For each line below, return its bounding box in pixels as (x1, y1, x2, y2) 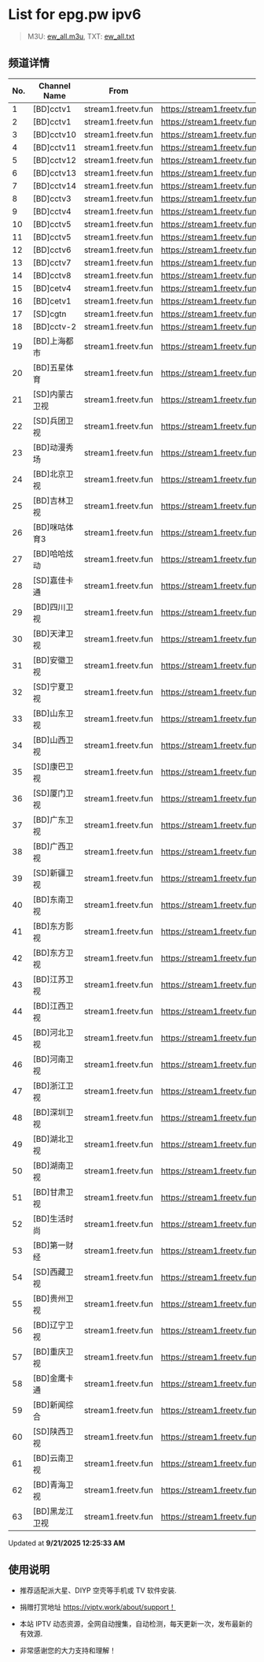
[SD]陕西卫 (32, 1426, 74, 1437)
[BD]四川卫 (32, 601, 74, 612)
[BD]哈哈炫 (32, 548, 74, 559)
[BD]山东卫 (32, 708, 74, 719)
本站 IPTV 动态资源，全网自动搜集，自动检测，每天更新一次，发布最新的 (19, 1619, 253, 1628)
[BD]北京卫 (32, 468, 74, 479)
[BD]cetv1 (32, 296, 72, 307)
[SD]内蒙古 (32, 389, 74, 400)
